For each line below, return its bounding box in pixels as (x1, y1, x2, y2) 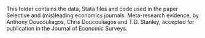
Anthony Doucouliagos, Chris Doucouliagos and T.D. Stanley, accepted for (6, 18, 195, 25)
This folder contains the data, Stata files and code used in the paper (6, 6, 179, 12)
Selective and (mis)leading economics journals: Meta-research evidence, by (6, 12, 199, 19)
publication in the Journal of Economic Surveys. (6, 25, 128, 32)
